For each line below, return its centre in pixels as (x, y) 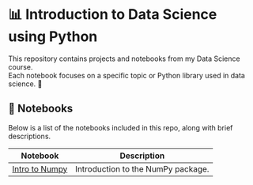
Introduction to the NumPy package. (142, 168)
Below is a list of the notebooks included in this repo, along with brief (121, 127)
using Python (53, 37)
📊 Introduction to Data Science (113, 15)
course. (21, 66)
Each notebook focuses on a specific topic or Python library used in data (126, 75)
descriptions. (30, 136)
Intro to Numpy (40, 168)
